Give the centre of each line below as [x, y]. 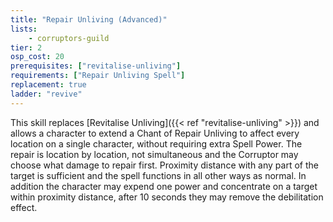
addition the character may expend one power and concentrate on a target [164, 186]
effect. [24, 207]
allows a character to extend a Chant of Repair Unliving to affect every [155, 133]
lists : [24, 29]
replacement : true [48, 85]
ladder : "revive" [46, 94]
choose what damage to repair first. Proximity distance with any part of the [164, 165]
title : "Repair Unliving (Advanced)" [89, 19]
